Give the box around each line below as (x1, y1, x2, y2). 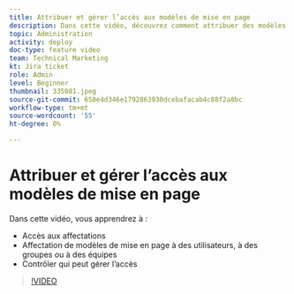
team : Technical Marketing (9, 54, 109, 63)
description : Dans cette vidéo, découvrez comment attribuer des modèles (9, 21, 287, 30)
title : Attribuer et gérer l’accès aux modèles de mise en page (9, 12, 251, 22)
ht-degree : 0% (9, 120, 62, 129)
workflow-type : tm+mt (9, 103, 89, 112)
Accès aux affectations (21, 230, 106, 241)
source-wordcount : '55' (9, 111, 97, 120)
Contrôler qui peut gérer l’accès (21, 258, 138, 269)
